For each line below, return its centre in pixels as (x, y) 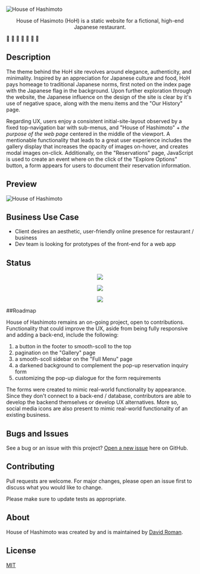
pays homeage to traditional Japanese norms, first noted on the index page (99, 84)
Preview (22, 184)
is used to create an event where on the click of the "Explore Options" (92, 159)
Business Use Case (43, 217)
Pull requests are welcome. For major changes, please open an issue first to (99, 481)
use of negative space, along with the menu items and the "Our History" (94, 103)
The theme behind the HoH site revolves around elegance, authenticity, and (99, 71)
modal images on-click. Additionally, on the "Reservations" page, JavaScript (100, 152)
